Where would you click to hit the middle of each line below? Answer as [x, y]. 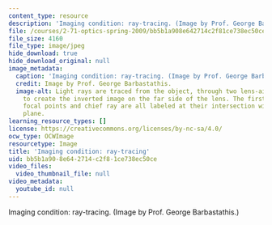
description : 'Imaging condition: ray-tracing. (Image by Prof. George [132, 23]
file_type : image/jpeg [47, 46]
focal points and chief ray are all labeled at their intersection [139, 106]
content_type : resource [49, 16]
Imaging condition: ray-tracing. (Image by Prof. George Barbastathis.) [124, 212]
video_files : [30, 167]
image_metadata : [36, 69]
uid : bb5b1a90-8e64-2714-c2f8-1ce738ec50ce [83, 159]
